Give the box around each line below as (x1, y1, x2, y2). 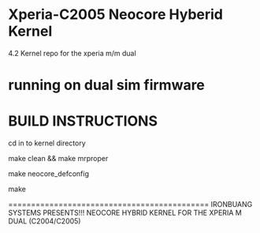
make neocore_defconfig (8, 169, 89, 179)
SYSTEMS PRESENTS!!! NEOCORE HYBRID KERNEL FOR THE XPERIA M (8, 208, 242, 218)
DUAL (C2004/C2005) (8, 216, 81, 226)
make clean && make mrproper (8, 154, 109, 163)
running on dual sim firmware (8, 77, 205, 94)
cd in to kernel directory (8, 138, 87, 148)
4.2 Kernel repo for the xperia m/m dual (8, 48, 136, 58)
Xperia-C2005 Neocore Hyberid (8, 6, 223, 24)
